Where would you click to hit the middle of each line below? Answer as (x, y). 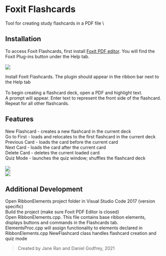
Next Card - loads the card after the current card (56, 147)
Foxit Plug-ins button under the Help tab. (47, 56)
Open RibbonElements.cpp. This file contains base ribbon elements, (75, 217)
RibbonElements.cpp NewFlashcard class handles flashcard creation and (81, 233)
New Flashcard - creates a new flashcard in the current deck (68, 131)
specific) (14, 207)
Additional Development (44, 189)
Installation (23, 39)
